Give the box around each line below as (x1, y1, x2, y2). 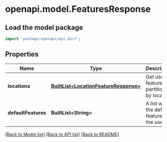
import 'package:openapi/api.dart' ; (5, 36, 81, 41)
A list (146, 100, 158, 107)
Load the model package (5, 23, 83, 32)
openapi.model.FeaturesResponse (5, 3, 151, 15)
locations (7, 82, 30, 89)
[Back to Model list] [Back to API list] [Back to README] (5, 131, 119, 137)
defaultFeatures (7, 109, 46, 116)
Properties (5, 50, 39, 59)
